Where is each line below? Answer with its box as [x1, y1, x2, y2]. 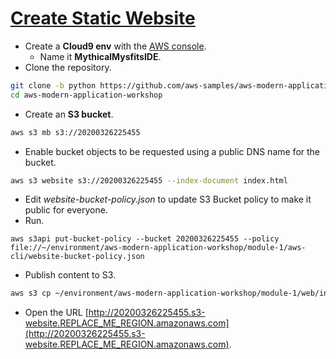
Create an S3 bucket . [24, 108, 114, 120]
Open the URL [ [24, 307, 89, 319]
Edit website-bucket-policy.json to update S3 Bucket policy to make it [24, 193, 312, 206]
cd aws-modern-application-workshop [10, 90, 163, 100]
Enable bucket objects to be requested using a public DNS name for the [24, 145, 321, 157]
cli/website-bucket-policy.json [10, 252, 145, 262]
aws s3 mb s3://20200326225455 [10, 127, 141, 137]
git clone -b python [10, 80, 97, 91]
